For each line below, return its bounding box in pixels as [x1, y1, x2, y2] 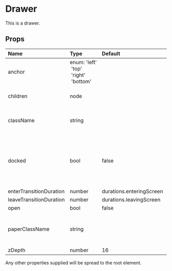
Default [101, 50, 120, 57]
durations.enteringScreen [101, 188, 163, 195]
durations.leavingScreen [101, 196, 161, 203]
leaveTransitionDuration [8, 196, 65, 203]
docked [8, 157, 27, 164]
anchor [8, 68, 25, 75]
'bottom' [71, 78, 92, 85]
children [8, 93, 28, 100]
